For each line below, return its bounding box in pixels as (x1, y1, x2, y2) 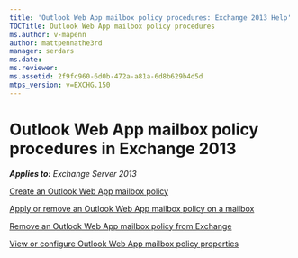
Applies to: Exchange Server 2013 (9, 168, 137, 179)
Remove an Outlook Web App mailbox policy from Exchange (9, 220, 232, 231)
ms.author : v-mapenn (9, 30, 87, 39)
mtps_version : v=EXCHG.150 (9, 80, 111, 89)
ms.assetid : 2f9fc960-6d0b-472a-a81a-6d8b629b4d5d (9, 72, 203, 81)
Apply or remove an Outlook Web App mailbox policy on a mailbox (9, 203, 255, 214)
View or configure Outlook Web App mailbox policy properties (9, 238, 239, 249)
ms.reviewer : (9, 64, 59, 73)
